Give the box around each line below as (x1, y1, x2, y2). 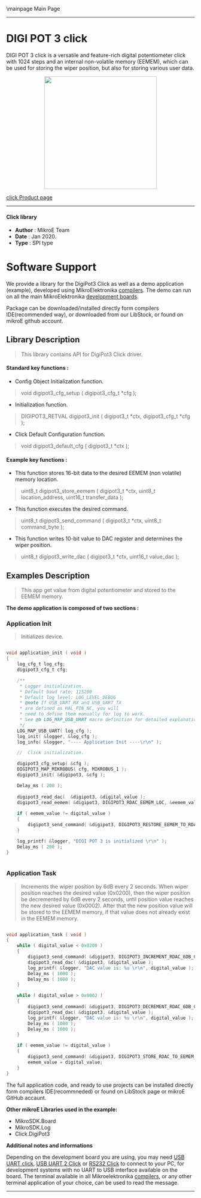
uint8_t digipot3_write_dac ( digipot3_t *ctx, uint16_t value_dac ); (20, 553, 179, 560)
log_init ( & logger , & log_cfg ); (17, 733, 98, 739)
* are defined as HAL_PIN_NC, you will (19, 706, 119, 712)
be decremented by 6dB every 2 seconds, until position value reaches (20, 895, 194, 903)
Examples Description (6, 570, 90, 581)
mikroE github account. (6, 318, 64, 325)
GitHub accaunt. (6, 1094, 47, 1101)
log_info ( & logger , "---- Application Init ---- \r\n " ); (17, 739, 162, 745)
